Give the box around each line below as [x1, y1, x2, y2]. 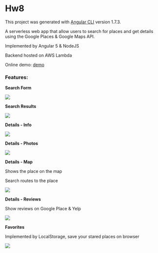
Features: [5, 74, 28, 81]
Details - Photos [5, 140, 38, 146]
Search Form [5, 85, 32, 91]
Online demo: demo [5, 62, 45, 67]
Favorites [5, 224, 25, 230]
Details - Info [5, 122, 32, 128]
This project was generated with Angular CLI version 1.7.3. [5, 19, 122, 25]
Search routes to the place [5, 178, 58, 184]
